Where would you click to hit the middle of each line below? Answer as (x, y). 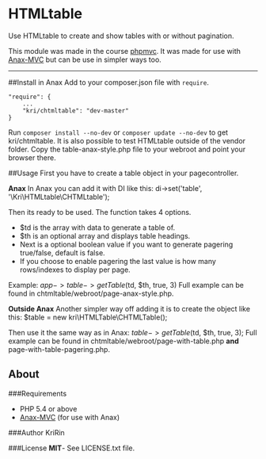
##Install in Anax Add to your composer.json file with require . (109, 82)
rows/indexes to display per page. (75, 270)
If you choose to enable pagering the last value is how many (118, 261)
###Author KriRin (36, 432)
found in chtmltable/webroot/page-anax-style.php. (91, 293)
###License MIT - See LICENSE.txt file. (72, 448)
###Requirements (38, 393)
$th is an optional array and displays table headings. (105, 235)
